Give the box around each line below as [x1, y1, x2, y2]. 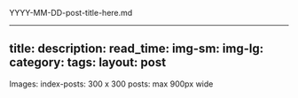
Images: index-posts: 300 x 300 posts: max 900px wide [9, 79, 214, 89]
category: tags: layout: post [9, 55, 167, 70]
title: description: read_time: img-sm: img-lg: [9, 41, 264, 57]
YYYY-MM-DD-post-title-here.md [9, 8, 133, 18]
